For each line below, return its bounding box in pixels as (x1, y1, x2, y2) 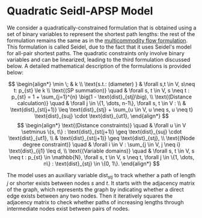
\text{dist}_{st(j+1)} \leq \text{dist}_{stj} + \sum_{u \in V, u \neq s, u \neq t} (10, 106, 194, 113)
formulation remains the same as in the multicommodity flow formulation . (7, 37, 188, 44)
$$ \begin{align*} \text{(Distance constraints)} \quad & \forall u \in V (17, 121, 186, 129)
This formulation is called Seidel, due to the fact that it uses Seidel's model (7, 43, 192, 50)
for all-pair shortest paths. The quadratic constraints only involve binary (7, 49, 185, 56)
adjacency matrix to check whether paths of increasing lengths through (7, 198, 184, 205)
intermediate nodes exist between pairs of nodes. (7, 205, 130, 212)
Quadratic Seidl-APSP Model (7, 4, 153, 18)
